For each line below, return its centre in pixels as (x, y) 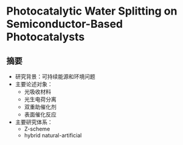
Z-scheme (37, 129)
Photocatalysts (46, 37)
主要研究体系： (34, 122)
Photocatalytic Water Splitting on (92, 11)
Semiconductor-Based (65, 24)
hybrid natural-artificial (53, 135)
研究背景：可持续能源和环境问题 (55, 76)
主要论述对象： (34, 84)
